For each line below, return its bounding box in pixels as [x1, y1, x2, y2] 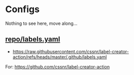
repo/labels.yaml [5, 35, 60, 44]
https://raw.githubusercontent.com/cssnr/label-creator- [12, 48, 129, 54]
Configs [5, 4, 40, 15]
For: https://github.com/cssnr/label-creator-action [5, 63, 110, 69]
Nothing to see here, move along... [5, 20, 78, 26]
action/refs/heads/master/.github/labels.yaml [12, 54, 107, 60]
